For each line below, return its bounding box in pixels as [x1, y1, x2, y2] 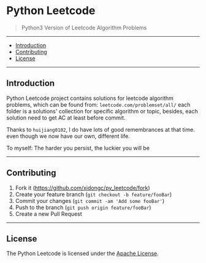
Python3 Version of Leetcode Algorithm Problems [21, 24, 147, 31]
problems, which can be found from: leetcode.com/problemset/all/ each [6, 101, 191, 108]
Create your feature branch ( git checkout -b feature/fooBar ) [15, 191, 172, 198]
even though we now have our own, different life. [6, 132, 130, 140]
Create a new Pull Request [15, 210, 83, 218]
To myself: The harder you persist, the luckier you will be [6, 144, 150, 151]
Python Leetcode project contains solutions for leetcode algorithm [6, 94, 174, 102]
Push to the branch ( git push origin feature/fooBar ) [15, 204, 151, 211]
